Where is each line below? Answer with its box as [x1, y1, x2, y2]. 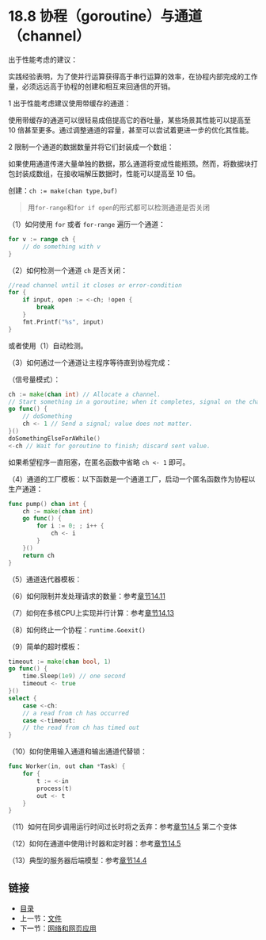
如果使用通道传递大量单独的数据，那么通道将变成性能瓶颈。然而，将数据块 [8, 159, 251, 168]
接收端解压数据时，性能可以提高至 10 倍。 [63, 168, 200, 178]
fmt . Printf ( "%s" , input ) [22, 318, 104, 326]
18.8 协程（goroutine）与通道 [8, 7, 203, 25]
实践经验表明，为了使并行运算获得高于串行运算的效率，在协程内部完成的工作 [8, 71, 258, 81]
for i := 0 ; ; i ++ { [36, 522, 104, 530]
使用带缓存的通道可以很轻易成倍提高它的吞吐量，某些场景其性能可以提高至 [8, 115, 251, 125]
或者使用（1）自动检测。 [8, 340, 88, 350]
